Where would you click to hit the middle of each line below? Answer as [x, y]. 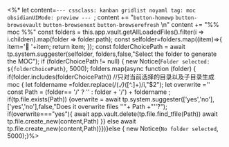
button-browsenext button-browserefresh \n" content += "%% [131, 24]
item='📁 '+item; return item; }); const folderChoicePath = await [96, 47]
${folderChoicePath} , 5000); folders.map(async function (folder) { [102, 69]
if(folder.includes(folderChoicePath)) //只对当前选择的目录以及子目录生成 [111, 77]
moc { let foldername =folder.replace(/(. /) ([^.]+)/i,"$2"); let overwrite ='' [109, 85]
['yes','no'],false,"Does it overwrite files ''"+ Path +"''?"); [87, 107]
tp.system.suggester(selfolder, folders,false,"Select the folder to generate [112, 54]
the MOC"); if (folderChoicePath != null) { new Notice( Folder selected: [109, 61]
